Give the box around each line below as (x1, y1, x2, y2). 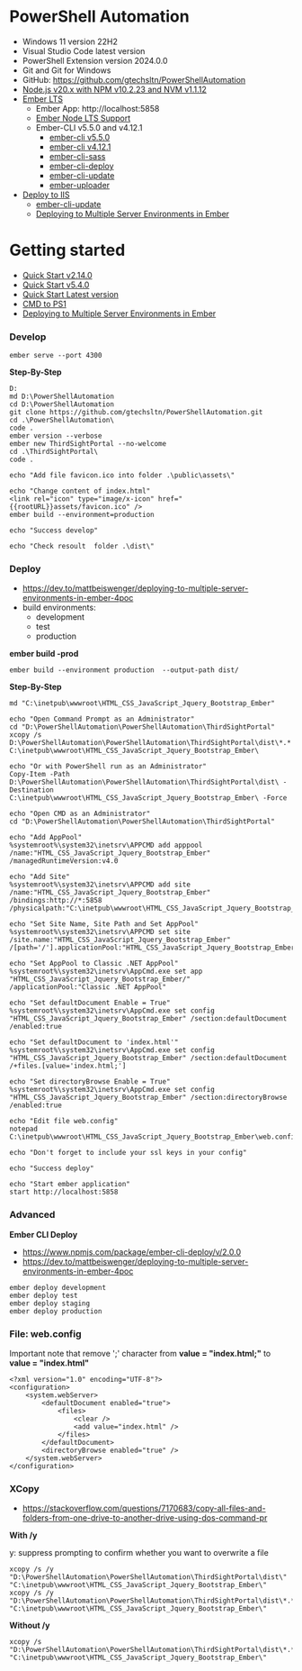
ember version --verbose (9, 431, 102, 440)
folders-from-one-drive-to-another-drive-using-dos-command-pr (22, 1512, 268, 1523)
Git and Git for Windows (22, 65, 111, 76)
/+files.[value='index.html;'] (9, 1061, 127, 1071)
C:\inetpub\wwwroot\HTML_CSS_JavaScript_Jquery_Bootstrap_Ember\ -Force (9, 794, 288, 803)
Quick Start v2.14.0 (22, 269, 93, 280)
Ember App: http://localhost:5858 (35, 103, 160, 114)
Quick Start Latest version (22, 288, 120, 299)
